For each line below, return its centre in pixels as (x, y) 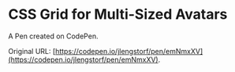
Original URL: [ (32, 51)
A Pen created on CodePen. (53, 36)
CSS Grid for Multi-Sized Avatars (118, 14)
